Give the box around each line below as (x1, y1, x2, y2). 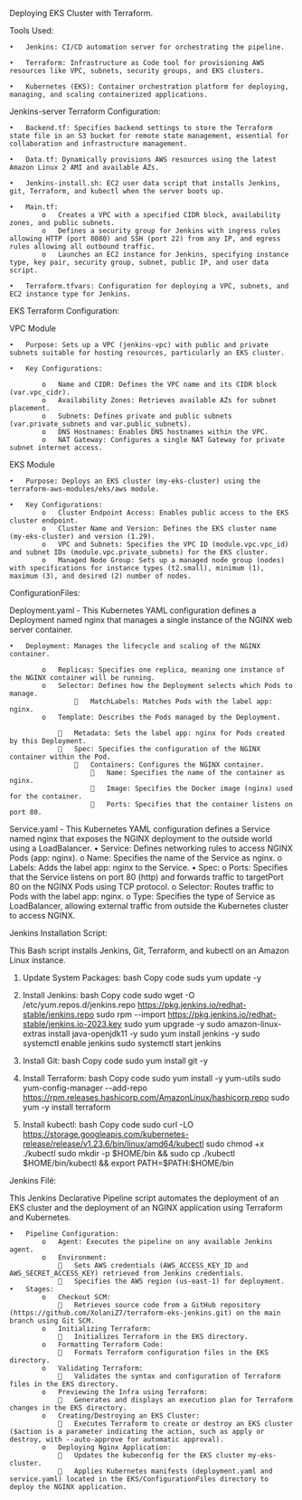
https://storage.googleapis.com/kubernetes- (22, 1129, 190, 1139)
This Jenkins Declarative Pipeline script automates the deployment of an (9, 1193, 279, 1203)
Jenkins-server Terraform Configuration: (9, 106, 161, 117)
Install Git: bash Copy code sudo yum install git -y (22, 1055, 208, 1066)
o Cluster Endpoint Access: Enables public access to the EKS (42, 508, 289, 517)
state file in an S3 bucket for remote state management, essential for (9, 131, 289, 140)
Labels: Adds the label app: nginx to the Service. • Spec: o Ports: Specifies (9, 863, 288, 873)
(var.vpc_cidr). (9, 388, 71, 397)
